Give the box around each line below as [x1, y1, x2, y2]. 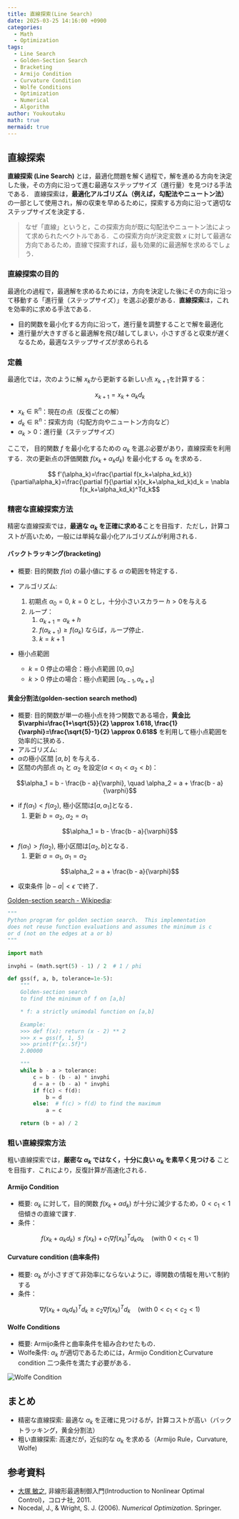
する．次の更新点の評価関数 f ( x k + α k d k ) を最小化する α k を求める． [7, 454, 205, 464]
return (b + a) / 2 [20, 1120, 78, 1127]
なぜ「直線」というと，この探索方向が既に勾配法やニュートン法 [24, 223, 213, 231]
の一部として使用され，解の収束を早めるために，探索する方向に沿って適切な [7, 199, 232, 207]
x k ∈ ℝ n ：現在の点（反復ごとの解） [17, 406, 123, 417]
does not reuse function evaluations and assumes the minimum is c [7, 923, 213, 931]
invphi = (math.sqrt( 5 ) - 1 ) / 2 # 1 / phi [7, 962, 142, 970]
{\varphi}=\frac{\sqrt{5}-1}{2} [17, 728, 111, 736]
